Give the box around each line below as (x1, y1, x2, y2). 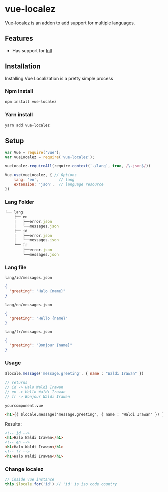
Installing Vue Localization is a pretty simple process (5, 75, 113, 81)
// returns (5, 380, 28, 385)
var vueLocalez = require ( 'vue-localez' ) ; (5, 154, 95, 160)
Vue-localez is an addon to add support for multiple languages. (5, 20, 135, 26)
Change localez (5, 465, 44, 472)
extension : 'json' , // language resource (14, 182, 104, 187)
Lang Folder (5, 198, 35, 205)
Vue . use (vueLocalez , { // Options (5, 173, 77, 178)
